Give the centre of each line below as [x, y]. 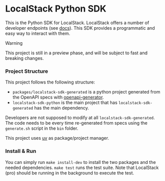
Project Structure [27, 71]
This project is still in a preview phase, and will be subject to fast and [76, 53]
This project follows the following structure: [50, 82]
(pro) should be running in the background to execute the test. [70, 173]
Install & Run [21, 151]
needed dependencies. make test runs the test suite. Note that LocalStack [82, 167]
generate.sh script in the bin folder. [42, 128]
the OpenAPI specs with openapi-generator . [58, 97]
